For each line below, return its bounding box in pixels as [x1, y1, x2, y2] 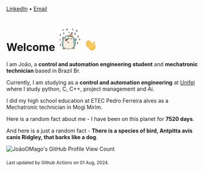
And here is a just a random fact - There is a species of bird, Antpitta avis [6, 127, 193, 134]
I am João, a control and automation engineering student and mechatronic [6, 60, 198, 67]
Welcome [6, 41, 55, 54]
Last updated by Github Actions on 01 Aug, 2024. [6, 159, 110, 166]
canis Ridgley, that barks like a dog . [6, 133, 98, 140]
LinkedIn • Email [6, 5, 47, 12]
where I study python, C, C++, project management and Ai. [6, 85, 155, 92]
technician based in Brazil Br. [6, 67, 81, 74]
